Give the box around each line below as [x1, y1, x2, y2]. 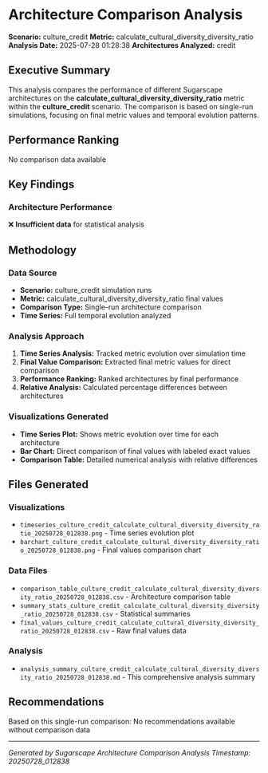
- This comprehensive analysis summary [122, 672, 256, 681]
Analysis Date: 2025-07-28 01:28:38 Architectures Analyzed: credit [8, 40, 236, 49]
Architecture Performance [8, 201, 113, 212]
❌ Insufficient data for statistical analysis [8, 219, 145, 229]
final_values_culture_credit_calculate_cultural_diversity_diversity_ [19, 618, 260, 627]
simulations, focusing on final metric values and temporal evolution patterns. [8, 110, 259, 120]
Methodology [8, 243, 77, 257]
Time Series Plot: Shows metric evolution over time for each [19, 429, 219, 439]
